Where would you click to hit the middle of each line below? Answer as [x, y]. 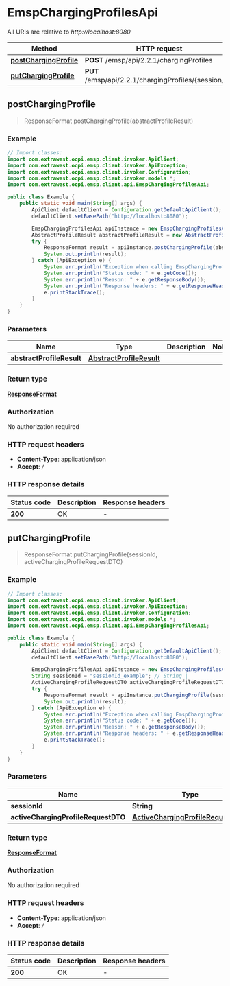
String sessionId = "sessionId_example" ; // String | [110, 676]
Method [44, 48]
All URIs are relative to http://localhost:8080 [69, 32]
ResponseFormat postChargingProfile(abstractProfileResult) [108, 121]
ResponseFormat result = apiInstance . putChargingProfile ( [128, 695]
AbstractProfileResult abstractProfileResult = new [107, 235]
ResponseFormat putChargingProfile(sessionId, [91, 554]
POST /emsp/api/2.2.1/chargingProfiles [149, 60]
